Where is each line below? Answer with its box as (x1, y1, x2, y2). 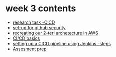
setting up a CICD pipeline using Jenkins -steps (12, 40, 111, 46)
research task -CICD (12, 19, 55, 25)
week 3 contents (5, 3, 76, 14)
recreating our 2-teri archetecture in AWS (12, 30, 99, 36)
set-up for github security (12, 24, 66, 30)
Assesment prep (12, 46, 47, 52)
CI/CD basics (12, 35, 40, 41)
